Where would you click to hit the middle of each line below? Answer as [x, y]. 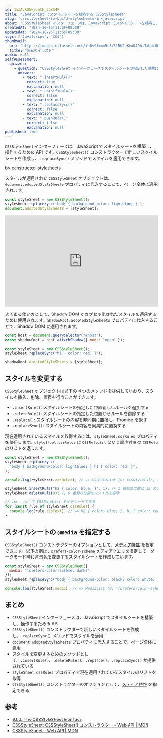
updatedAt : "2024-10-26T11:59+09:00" [43, 32]
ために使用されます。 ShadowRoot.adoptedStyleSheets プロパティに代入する [79, 320]
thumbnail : [16, 41]
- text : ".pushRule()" [45, 118]
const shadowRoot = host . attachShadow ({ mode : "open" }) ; [65, 340]
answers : [27, 73]
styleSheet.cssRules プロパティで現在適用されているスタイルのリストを [84, 672]
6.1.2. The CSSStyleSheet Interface [47, 719]
